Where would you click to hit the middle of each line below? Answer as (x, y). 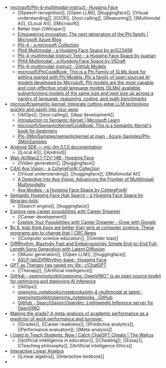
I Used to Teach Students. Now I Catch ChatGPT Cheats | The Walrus (82, 335)
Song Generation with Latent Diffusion (65, 249)
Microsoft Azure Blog (39, 39)
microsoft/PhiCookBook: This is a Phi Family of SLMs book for (82, 72)
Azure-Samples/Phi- (130, 136)
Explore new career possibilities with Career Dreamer (65, 211)
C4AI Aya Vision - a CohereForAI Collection (55, 168)
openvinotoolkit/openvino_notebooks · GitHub (65, 297)
